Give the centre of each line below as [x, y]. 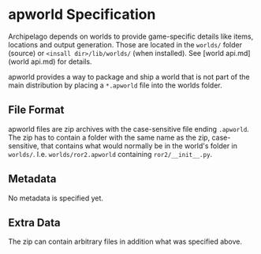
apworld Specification [82, 15]
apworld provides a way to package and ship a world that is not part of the [129, 77]
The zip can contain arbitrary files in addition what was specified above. [125, 241]
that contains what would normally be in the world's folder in [139, 146]
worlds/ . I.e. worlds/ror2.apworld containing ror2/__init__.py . [110, 154]
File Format [36, 110]
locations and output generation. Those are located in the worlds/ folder [125, 44]
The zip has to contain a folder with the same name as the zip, [109, 137]
